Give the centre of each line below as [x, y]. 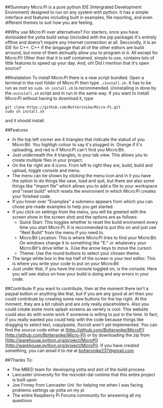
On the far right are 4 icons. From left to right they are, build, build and [82, 165]
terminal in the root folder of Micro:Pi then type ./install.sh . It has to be [78, 83]
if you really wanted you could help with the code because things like [74, 319]
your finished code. [32, 196]
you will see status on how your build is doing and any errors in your [81, 274]
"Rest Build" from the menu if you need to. [62, 232]
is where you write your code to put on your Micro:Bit [65, 263]
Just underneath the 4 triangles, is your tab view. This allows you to [80, 155]
